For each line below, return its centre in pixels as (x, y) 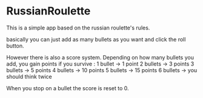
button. (15, 46)
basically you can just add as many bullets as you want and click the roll (96, 39)
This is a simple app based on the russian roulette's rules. (78, 28)
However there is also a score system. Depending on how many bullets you (100, 57)
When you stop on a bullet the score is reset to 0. (68, 88)
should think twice (29, 76)
